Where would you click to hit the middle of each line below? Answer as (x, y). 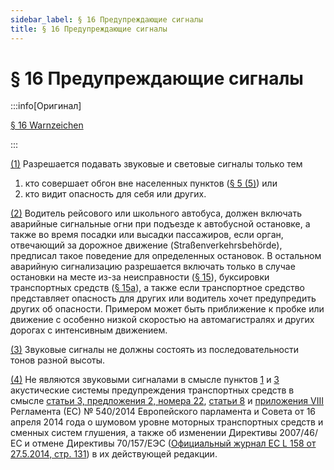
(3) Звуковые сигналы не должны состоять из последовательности (155, 350)
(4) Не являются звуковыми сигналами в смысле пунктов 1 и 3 (145, 380)
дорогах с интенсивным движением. (89, 330)
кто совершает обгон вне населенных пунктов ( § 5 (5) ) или (151, 183)
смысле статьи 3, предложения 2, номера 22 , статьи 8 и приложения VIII (167, 401)
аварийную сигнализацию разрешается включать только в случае (153, 267)
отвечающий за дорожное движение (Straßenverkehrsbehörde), (146, 245)
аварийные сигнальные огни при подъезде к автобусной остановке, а (160, 224)
